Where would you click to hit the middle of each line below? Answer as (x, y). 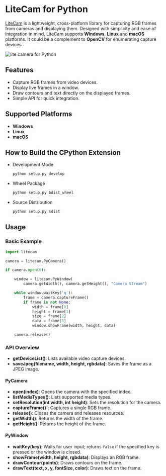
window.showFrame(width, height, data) (74, 326)
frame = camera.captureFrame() (56, 298)
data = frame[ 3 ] (49, 321)
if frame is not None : (47, 302)
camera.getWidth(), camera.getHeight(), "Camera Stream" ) (85, 284)
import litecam (21, 252)
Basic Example (23, 241)
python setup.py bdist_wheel (43, 193)
